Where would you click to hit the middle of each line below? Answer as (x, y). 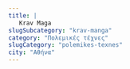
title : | (23, 15)
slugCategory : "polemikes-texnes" (66, 45)
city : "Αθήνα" (32, 52)
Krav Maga (35, 23)
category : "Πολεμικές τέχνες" (59, 38)
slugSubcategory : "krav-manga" (60, 30)
